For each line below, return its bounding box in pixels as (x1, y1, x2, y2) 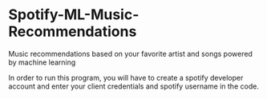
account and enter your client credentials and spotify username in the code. (8, 81, 259, 91)
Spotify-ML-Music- (8, 6, 140, 24)
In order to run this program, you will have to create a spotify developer (8, 73, 244, 82)
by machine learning (8, 57, 76, 67)
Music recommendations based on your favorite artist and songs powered (8, 49, 253, 58)
